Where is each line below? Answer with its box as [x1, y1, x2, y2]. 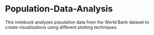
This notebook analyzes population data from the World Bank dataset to [5, 19, 150, 25]
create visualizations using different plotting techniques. [5, 24, 118, 30]
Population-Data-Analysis [5, 3, 113, 14]
